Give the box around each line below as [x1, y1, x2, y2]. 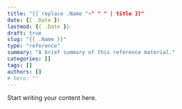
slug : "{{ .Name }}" [7, 36, 67, 43]
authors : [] [7, 68, 42, 75]
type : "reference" [7, 42, 60, 49]
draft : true [7, 29, 42, 37]
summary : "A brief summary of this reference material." [7, 49, 176, 56]
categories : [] [7, 56, 51, 62]
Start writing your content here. [7, 94, 97, 102]
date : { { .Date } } [7, 17, 60, 24]
